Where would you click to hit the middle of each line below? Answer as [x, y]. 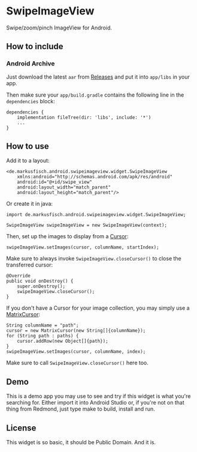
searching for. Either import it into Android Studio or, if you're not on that [95, 403]
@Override [19, 276]
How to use [28, 146]
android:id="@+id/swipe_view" [55, 182]
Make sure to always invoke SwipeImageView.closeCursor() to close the [94, 259]
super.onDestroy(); [41, 286]
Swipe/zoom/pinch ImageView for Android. [59, 28]
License [21, 428]
